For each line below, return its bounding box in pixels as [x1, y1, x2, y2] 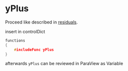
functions [5, 38, 26, 43]
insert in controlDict [5, 28, 45, 34]
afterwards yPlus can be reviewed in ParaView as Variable [5, 61, 124, 67]
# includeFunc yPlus [14, 47, 54, 52]
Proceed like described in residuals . [5, 19, 78, 25]
